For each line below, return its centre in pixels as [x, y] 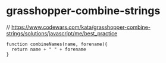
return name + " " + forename [49, 49]
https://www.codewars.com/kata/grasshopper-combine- [81, 27]
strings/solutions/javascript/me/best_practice [62, 33]
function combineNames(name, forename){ [57, 44]
